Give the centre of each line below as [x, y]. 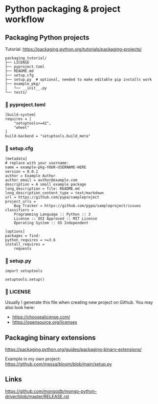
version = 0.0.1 [22, 171]
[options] [15, 231]
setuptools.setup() [25, 279]
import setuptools [24, 271]
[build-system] [21, 115]
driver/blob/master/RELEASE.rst [37, 396]
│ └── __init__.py [26, 88]
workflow [25, 19]
